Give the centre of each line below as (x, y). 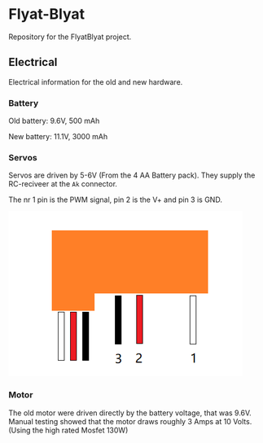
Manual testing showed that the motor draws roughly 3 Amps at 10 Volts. (130, 421)
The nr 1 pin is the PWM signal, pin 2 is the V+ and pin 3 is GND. (115, 200)
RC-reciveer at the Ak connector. (63, 184)
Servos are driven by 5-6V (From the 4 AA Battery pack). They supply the (132, 175)
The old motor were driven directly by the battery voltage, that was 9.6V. (130, 413)
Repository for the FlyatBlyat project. (70, 37)
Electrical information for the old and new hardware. (96, 81)
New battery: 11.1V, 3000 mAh (58, 137)
